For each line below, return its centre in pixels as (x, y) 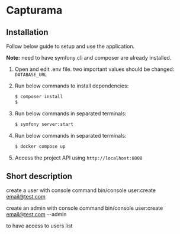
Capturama (34, 10)
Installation (27, 32)
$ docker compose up (40, 146)
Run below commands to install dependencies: (72, 86)
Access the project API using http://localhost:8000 (78, 158)
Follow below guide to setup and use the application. (70, 46)
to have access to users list (39, 226)
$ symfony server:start (44, 124)
